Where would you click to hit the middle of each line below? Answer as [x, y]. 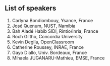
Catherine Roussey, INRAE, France [48, 47]
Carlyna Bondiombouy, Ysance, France [52, 20]
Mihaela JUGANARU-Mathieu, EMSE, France [58, 58]
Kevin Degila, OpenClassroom [43, 42]
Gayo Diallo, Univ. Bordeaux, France [49, 52]
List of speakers [31, 8]
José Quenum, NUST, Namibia [44, 26]
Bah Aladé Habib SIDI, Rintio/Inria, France [55, 31]
